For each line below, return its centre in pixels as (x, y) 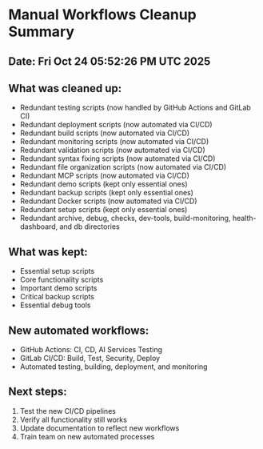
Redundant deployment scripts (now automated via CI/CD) (116, 125)
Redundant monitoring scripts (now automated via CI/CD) (114, 142)
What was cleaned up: (65, 88)
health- (244, 218)
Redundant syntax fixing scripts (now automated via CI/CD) (118, 158)
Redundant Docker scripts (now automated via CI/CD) (108, 201)
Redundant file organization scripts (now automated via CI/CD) (123, 167)
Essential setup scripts (57, 271)
